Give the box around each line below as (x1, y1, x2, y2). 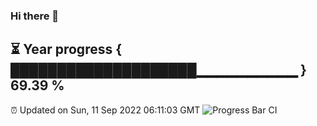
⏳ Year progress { (10, 41, 123, 58)
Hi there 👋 (10, 9, 60, 23)
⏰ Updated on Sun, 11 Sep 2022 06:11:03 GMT (10, 104, 201, 116)
